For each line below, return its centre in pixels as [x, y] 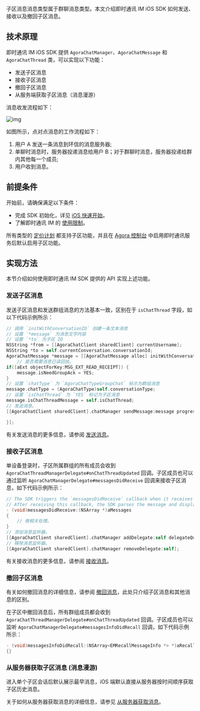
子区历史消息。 [24, 689]
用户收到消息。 [33, 166]
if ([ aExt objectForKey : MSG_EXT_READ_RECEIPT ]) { [68, 367]
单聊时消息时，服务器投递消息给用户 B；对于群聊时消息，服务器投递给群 [103, 151]
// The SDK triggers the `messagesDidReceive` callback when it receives [100, 499]
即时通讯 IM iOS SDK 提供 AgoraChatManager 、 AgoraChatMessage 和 [87, 52]
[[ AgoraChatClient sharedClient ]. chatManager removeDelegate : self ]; [93, 549]
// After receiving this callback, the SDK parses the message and [92, 504]
